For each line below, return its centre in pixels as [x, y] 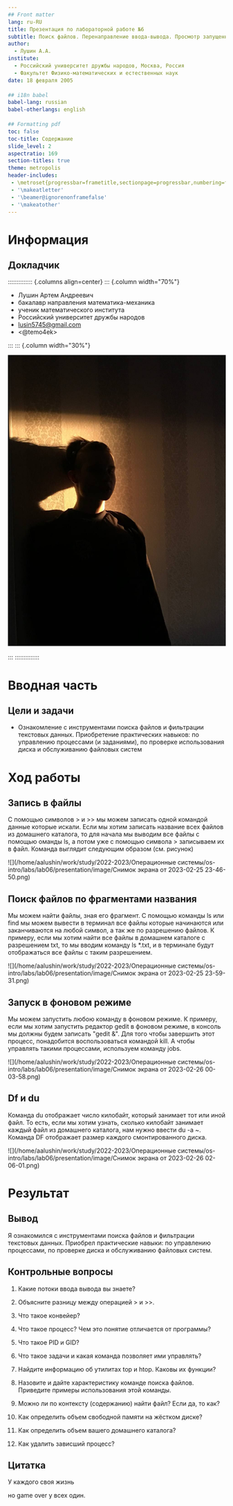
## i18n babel [28, 95]
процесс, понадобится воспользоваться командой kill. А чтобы [102, 1041]
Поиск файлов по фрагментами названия [102, 899]
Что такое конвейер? [49, 1315]
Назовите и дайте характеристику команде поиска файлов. [106, 1383]
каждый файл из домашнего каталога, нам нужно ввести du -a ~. [104, 1130]
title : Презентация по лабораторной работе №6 [76, 29]
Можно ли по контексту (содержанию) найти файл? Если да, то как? [119, 1403]
